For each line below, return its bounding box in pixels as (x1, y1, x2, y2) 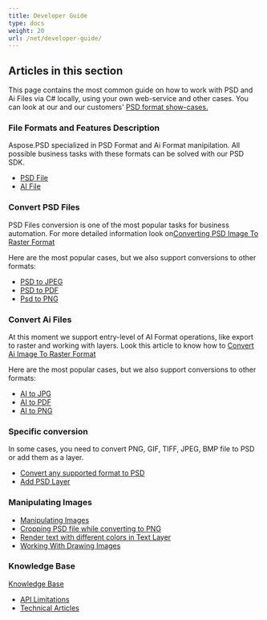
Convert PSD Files (8, 202, 80, 213)
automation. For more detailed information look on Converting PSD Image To (8, 228, 259, 238)
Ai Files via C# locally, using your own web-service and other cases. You (8, 94, 249, 104)
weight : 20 (8, 27, 45, 35)
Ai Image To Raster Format (8, 349, 96, 358)
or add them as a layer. (8, 453, 84, 463)
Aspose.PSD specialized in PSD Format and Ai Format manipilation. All (8, 141, 241, 150)
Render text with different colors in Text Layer (19, 532, 172, 542)
